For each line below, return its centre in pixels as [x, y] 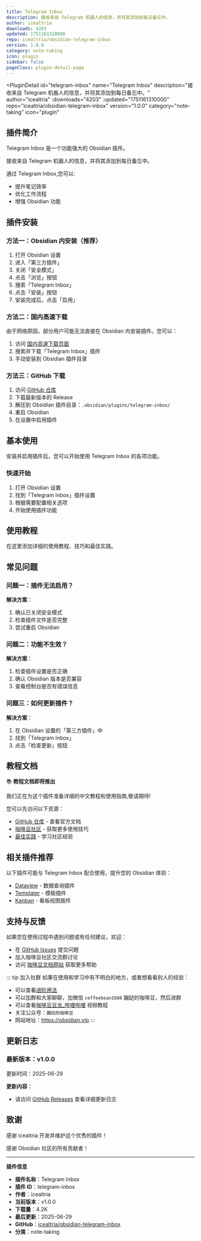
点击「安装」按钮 [36, 292]
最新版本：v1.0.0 [31, 1059]
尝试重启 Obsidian [37, 628]
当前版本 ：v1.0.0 [35, 1201]
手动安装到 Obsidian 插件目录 [51, 359]
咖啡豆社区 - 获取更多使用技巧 [52, 829]
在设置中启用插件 [36, 420]
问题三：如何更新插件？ [40, 703]
